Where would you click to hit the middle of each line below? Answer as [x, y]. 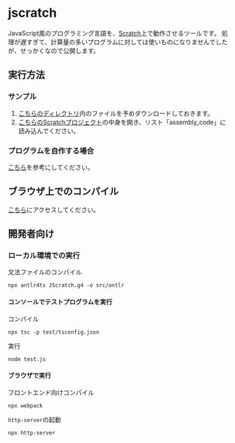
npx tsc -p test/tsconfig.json [54, 332]
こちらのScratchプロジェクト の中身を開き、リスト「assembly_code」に [122, 122]
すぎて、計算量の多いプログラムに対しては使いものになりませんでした [127, 42]
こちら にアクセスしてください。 [54, 210]
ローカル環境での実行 [44, 256]
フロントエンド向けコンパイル [51, 392]
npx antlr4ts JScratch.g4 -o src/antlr [66, 285]
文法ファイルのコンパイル [45, 272]
